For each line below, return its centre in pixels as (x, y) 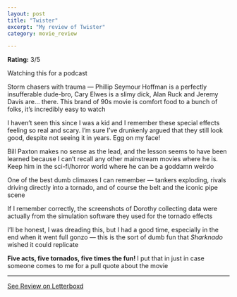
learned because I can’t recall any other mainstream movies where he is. (113, 159)
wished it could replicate (43, 245)
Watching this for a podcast (48, 73)
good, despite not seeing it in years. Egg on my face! (84, 138)
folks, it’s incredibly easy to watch (56, 109)
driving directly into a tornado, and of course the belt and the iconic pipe (113, 188)
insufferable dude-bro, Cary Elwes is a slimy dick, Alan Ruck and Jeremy (113, 94)
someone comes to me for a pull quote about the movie (88, 266)
